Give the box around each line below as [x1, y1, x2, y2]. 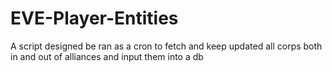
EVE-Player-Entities [10, 7, 179, 30]
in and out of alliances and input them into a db [10, 50, 204, 62]
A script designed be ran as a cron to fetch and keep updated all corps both [10, 40, 323, 52]
